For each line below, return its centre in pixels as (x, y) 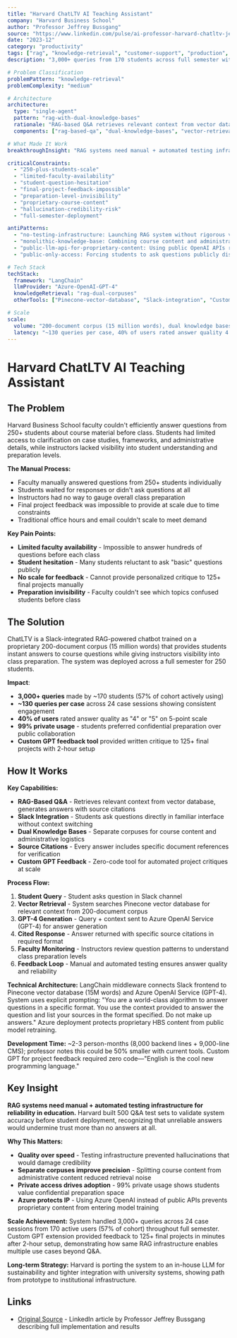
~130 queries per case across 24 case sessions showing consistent (117, 704)
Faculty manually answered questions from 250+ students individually (120, 482)
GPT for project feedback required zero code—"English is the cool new (110, 1058)
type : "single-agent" (45, 111)
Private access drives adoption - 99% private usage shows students (119, 1185)
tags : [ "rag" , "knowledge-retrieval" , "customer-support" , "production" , (118, 54)
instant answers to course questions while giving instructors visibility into (114, 654)
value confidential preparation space (71, 1192)
